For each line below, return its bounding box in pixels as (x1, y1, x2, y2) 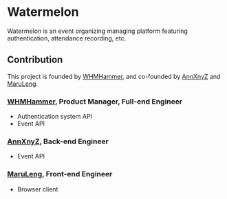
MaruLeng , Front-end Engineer (7, 169, 113, 179)
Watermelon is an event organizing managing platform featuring (7, 27, 188, 35)
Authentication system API (17, 113, 93, 121)
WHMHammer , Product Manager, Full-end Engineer (7, 97, 183, 106)
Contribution (7, 54, 63, 66)
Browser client (17, 185, 58, 193)
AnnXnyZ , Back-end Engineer (7, 137, 109, 146)
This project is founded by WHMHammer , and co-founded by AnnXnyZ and (7, 72, 221, 80)
